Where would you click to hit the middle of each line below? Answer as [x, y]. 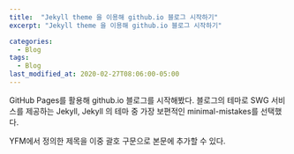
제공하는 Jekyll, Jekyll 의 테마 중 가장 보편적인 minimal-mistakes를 [142, 111]
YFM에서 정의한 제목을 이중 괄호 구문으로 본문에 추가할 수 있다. [117, 141]
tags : [19, 58]
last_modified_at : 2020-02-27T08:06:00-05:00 [94, 74]
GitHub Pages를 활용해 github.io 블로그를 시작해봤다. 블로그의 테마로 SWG [139, 100]
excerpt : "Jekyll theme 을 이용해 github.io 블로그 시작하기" [116, 26]
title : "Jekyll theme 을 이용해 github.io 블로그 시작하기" [114, 17]
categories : [31, 41]
